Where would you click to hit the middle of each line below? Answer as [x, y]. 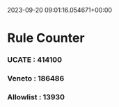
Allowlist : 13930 [36, 97]
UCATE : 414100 [35, 60]
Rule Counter [46, 38]
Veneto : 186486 [36, 79]
